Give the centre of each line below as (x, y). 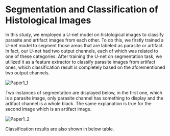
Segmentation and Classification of (82, 9)
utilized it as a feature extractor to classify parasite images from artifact (80, 62)
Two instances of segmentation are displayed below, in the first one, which (84, 92)
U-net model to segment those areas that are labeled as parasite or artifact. (85, 45)
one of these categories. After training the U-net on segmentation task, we (84, 56)
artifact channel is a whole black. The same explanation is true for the (78, 103)
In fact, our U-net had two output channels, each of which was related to (82, 51)
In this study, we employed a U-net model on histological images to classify (85, 34)
